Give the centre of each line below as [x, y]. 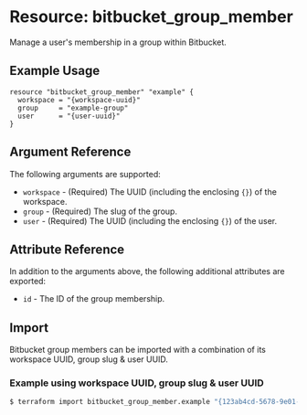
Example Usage [55, 71]
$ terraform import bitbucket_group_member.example [110, 402]
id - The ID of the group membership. [94, 299]
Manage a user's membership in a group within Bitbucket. [118, 42]
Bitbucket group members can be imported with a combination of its [138, 350]
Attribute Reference [67, 249]
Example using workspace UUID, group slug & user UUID [137, 383]
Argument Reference [70, 152]
